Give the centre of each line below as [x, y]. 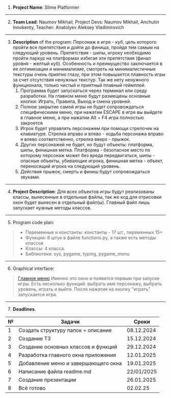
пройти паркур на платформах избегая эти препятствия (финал [82, 58]
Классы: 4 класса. [45, 248]
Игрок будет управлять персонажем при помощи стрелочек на [90, 128]
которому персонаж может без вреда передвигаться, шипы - [88, 155]
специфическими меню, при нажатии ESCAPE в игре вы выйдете [91, 112]
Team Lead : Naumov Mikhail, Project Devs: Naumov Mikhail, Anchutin [86, 22]
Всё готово [32, 388]
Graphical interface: [33, 268]
